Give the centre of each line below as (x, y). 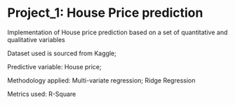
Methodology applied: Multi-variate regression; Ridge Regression (101, 80)
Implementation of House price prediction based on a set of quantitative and (117, 32)
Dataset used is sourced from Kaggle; (62, 53)
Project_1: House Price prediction (105, 13)
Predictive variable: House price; (54, 66)
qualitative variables (36, 39)
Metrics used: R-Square (42, 94)
